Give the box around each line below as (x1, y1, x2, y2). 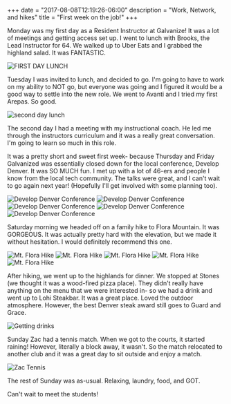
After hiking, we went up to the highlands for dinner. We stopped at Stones (7, 272, 220, 280)
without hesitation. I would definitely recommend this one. (7, 238, 173, 246)
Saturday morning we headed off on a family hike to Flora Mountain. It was (7, 223, 220, 231)
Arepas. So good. (7, 97, 57, 106)
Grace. (7, 309, 26, 316)
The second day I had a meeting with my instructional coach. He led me (7, 124, 212, 132)
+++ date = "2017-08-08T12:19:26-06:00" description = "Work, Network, (7, 6, 216, 14)
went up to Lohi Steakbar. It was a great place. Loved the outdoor (7, 294, 194, 302)
